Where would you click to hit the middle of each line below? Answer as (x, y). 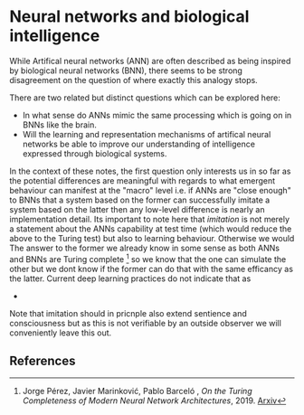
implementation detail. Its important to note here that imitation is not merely (150, 219)
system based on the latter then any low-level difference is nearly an (137, 209)
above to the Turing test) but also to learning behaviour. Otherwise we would (152, 238)
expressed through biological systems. (95, 153)
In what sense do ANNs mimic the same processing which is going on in (157, 115)
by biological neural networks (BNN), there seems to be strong (126, 71)
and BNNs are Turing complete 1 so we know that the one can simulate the (148, 258)
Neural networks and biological (129, 17)
